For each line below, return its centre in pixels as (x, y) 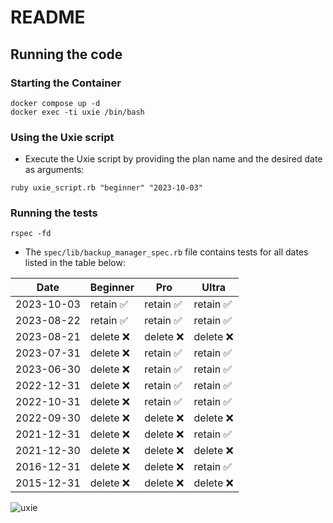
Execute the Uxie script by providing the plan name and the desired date (173, 159)
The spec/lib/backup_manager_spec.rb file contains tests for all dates (166, 252)
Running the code (66, 54)
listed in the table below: (75, 263)
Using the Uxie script (62, 137)
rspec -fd (31, 234)
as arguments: (54, 170)
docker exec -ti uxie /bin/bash (77, 112)
